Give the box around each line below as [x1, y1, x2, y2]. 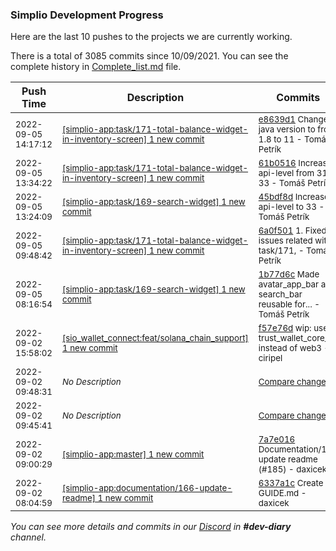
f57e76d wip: [258, 323, 312, 334]
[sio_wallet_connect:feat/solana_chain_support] [62, 333, 249, 344]
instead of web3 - [258, 343, 330, 354]
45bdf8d [258, 191, 294, 203]
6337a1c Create [258, 478, 324, 489]
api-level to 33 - [258, 201, 325, 213]
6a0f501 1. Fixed [258, 225, 327, 237]
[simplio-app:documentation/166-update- [62, 483, 233, 494]
